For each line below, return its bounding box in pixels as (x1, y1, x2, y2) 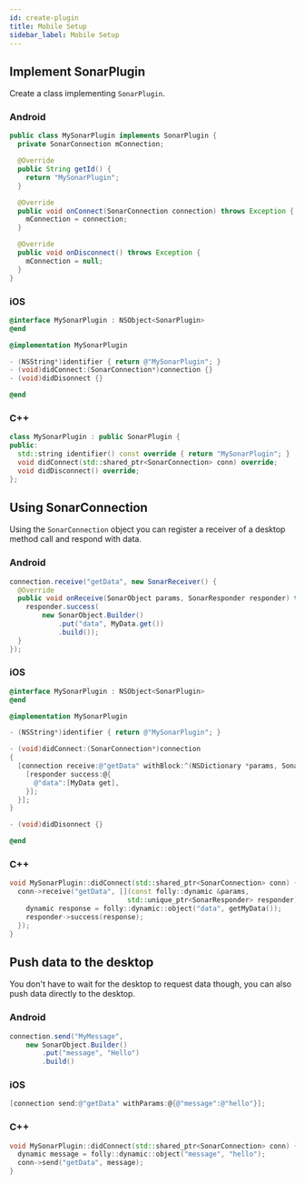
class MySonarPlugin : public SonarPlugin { (9, 433, 181, 442)
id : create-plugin (9, 13, 79, 23)
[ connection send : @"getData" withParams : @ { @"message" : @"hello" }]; (9, 1099, 266, 1109)
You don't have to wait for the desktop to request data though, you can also (9, 978, 292, 989)
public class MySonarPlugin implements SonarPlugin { (9, 131, 218, 141)
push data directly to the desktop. (9, 988, 136, 999)
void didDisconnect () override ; (17, 466, 141, 476)
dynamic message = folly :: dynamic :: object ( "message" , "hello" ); (17, 1149, 266, 1159)
